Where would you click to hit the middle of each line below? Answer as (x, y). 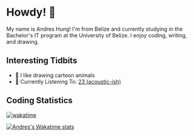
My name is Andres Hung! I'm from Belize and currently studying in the (95, 29)
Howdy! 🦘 (31, 12)
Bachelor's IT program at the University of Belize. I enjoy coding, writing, (97, 35)
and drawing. (23, 42)
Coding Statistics (40, 101)
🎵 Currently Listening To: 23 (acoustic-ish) (68, 81)
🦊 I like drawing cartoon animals (55, 75)
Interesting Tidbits (42, 60)
